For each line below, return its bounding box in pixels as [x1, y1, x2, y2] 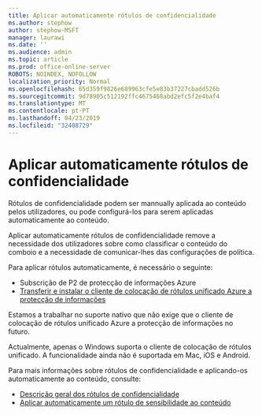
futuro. [8, 327, 30, 336]
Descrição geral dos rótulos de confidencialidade [19, 389, 179, 398]
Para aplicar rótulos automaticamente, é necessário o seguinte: [8, 262, 213, 272]
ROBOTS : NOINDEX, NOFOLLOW [8, 70, 97, 78]
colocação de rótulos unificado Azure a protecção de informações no [8, 318, 234, 327]
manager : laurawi [8, 33, 65, 42]
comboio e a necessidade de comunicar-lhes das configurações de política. [8, 247, 254, 256]
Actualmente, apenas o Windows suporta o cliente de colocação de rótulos [8, 342, 252, 351]
